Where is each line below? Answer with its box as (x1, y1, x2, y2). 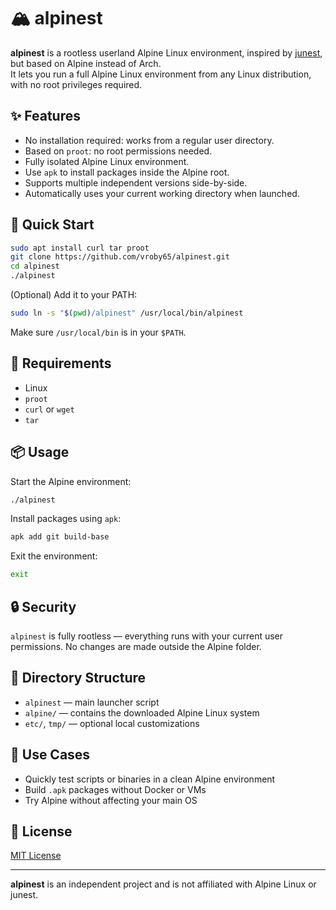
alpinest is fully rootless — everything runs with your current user (10, 630, 284, 642)
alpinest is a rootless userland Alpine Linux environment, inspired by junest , (10, 46, 323, 59)
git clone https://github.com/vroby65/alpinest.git (10, 252, 230, 262)
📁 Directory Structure (10, 670, 147, 687)
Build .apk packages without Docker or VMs (24, 783, 207, 795)
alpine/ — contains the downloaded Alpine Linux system (24, 706, 260, 719)
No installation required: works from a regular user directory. (24, 134, 275, 146)
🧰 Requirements (10, 355, 112, 372)
